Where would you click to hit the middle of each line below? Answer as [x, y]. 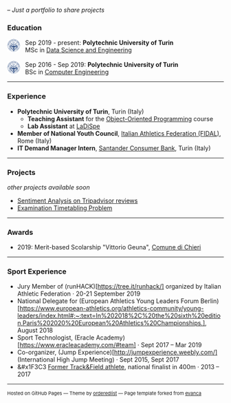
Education [25, 28]
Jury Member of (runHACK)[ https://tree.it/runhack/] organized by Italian [119, 287]
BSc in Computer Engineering [67, 72]
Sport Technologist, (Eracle [56, 338]
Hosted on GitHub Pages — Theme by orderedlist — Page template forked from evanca [104, 393]
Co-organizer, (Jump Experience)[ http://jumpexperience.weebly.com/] [117, 352]
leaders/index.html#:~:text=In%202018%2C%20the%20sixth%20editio [119, 316]
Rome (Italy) [34, 141]
